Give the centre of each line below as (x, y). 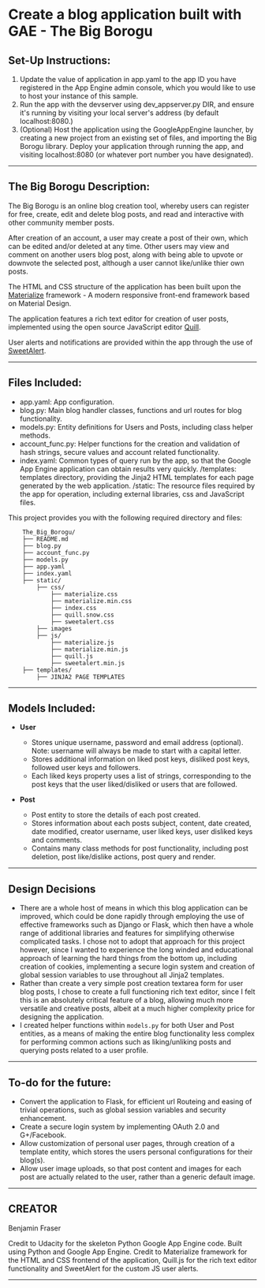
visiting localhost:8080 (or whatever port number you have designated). (136, 154)
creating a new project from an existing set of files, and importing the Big (138, 138)
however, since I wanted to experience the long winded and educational (136, 950)
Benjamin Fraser (35, 1228)
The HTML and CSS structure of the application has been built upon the (125, 286)
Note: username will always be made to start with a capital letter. (136, 751)
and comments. (57, 840)
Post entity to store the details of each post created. (116, 815)
